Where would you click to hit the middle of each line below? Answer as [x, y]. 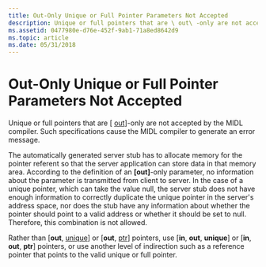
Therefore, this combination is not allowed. [78, 223]
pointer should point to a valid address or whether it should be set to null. [127, 214]
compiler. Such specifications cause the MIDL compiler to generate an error [132, 132]
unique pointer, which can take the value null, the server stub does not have [132, 189]
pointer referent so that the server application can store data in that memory [132, 164]
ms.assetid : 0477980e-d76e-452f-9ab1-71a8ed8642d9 [93, 30]
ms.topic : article [38, 38]
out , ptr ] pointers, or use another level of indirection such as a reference [127, 246]
